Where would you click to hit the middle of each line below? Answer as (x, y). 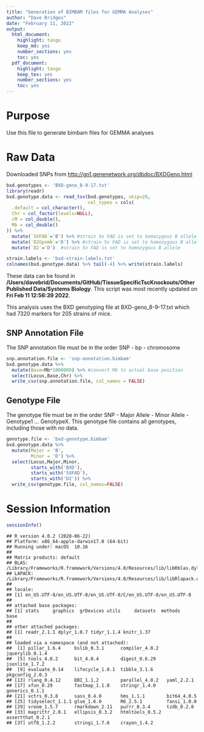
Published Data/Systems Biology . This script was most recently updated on (102, 289)
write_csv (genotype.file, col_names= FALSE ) (67, 485)
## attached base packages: (42, 605)
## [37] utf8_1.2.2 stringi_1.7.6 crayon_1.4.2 (80, 723)
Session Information (59, 509)
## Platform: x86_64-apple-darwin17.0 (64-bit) (68, 541)
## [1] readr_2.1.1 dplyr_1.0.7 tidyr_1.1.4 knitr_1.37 (78, 632)
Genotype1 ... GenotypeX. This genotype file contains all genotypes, (91, 422)
